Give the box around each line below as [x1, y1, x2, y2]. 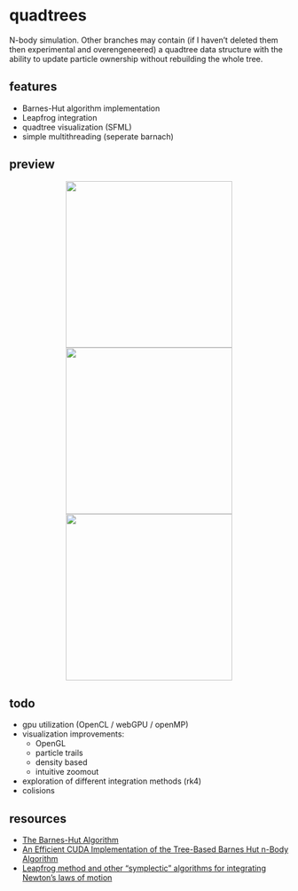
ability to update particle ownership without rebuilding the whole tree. [9, 53, 263, 64]
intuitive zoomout [35, 767, 99, 777]
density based [35, 757, 88, 768]
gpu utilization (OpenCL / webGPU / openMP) [21, 720, 189, 730]
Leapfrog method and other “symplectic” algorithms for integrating [21, 863, 266, 874]
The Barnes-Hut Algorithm [21, 835, 120, 846]
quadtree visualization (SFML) [21, 122, 132, 132]
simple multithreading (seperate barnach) [21, 130, 175, 142]
